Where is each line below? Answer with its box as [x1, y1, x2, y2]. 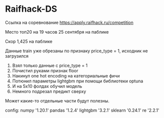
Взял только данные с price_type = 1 [12, 62, 88, 68]
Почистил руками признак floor [12, 67, 78, 74]
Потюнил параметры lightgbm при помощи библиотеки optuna [12, 78, 143, 84]
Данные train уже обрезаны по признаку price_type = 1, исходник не [5, 48, 148, 54]
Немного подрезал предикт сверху [12, 88, 87, 94]
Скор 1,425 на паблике [5, 38, 53, 44]
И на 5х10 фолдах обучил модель [12, 83, 82, 89]
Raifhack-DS [5, 3, 57, 15]
